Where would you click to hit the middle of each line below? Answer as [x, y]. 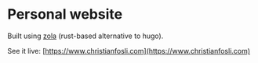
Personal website [65, 14]
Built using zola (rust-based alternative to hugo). [85, 36]
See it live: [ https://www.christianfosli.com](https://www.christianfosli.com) [129, 51]
